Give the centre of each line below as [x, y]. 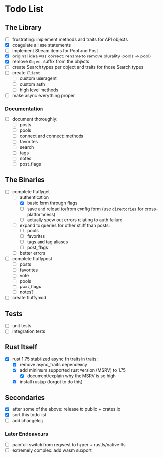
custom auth [32, 84]
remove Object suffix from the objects [51, 62]
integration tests [29, 331]
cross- [151, 209]
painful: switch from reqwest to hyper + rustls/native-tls [69, 444]
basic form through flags [52, 203]
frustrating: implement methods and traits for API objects [70, 39]
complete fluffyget [31, 192]
